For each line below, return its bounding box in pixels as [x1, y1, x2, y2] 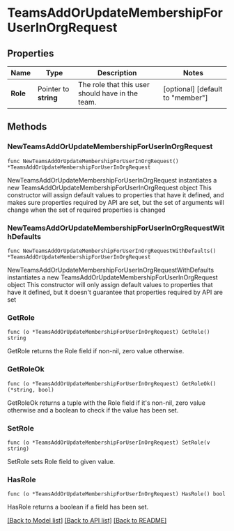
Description [97, 68, 137, 77]
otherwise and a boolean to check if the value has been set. [7, 406, 179, 414]
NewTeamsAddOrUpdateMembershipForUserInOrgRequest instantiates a [7, 176, 217, 184]
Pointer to [37, 84, 70, 93]
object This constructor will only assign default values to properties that [7, 280, 214, 288]
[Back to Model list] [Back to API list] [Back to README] [7, 516, 167, 525]
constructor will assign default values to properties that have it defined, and [7, 190, 224, 199]
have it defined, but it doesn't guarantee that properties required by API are [7, 288, 223, 296]
